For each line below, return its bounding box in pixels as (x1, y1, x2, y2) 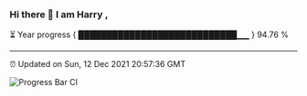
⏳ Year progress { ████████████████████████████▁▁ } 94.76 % (9, 29, 290, 40)
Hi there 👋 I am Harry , (9, 8, 109, 21)
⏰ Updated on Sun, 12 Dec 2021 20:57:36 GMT (9, 59, 186, 70)
